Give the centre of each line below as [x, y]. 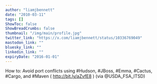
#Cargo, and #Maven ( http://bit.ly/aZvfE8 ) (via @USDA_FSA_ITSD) [75, 76]
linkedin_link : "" [24, 52]
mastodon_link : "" [24, 43]
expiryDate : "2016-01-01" [32, 57]
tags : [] [14, 19]
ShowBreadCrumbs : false [30, 29]
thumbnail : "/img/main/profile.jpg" [43, 33]
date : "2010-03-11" [26, 15]
